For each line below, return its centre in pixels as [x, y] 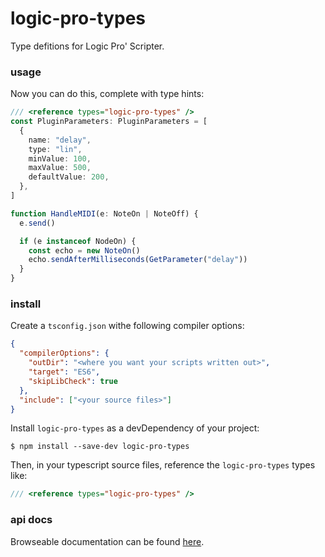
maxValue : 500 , [60, 168]
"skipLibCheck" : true [73, 381]
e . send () [37, 223]
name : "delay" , [60, 140]
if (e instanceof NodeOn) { [78, 241]
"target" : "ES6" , [64, 372]
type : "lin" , [55, 149]
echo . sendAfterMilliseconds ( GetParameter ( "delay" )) [138, 260]
